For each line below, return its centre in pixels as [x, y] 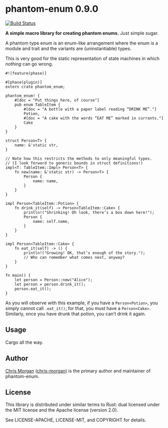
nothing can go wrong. [29, 64]
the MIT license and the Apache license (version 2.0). [62, 410]
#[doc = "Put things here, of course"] [57, 100]
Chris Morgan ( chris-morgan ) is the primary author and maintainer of [78, 371]
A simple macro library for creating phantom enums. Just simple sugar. [82, 33]
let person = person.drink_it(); [50, 284]
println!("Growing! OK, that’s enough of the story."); [85, 253]
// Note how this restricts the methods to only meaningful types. [79, 159]
